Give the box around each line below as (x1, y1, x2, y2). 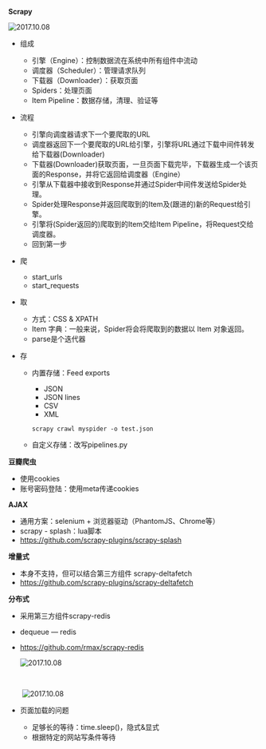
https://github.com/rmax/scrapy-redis (19, 643, 145, 652)
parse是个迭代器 (31, 335, 86, 343)
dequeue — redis (19, 627, 77, 636)
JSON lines (43, 393, 81, 402)
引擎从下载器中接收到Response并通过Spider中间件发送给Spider (31, 180, 241, 188)
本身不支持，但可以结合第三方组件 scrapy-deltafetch (19, 569, 193, 578)
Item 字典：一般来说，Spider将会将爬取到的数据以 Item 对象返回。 (31, 324, 249, 334)
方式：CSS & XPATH (31, 315, 99, 323)
